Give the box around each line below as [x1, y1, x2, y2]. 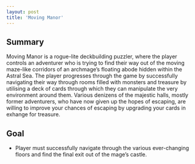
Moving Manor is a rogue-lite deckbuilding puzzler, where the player [6, 53, 177, 61]
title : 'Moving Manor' [6, 15, 64, 21]
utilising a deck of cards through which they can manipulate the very [6, 85, 178, 93]
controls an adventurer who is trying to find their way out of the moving [6, 59, 185, 67]
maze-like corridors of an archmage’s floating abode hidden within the [6, 66, 182, 73]
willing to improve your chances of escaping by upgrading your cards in [6, 104, 186, 112]
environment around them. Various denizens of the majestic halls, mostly [6, 91, 188, 99]
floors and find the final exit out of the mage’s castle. [15, 151, 147, 158]
